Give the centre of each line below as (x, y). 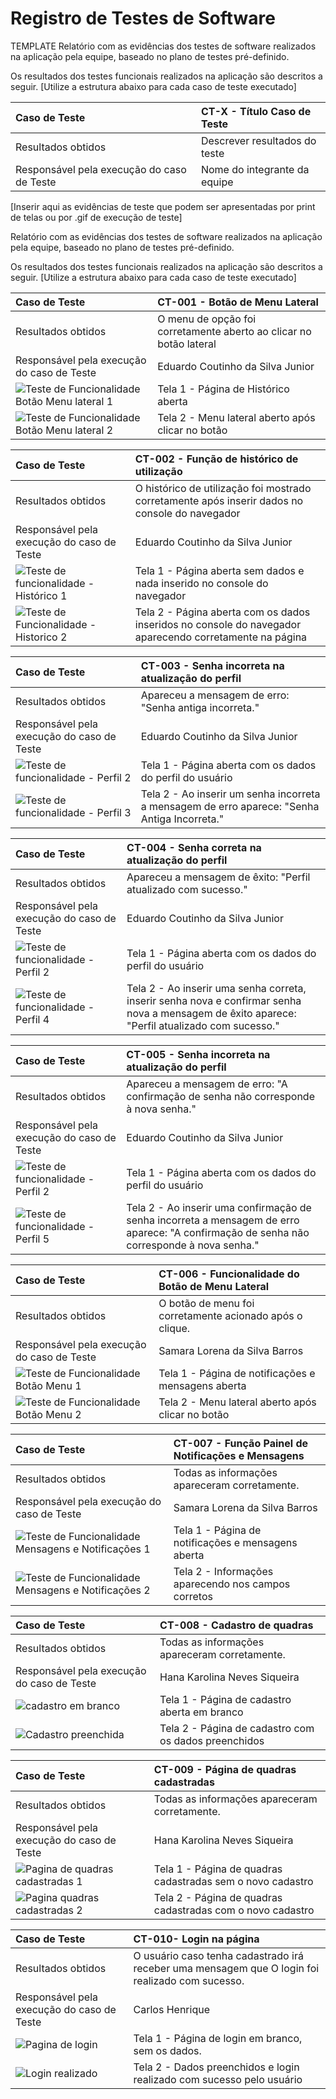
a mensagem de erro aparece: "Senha (230, 806)
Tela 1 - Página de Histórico (223, 389)
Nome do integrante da (255, 169)
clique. (174, 1328)
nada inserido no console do (201, 583)
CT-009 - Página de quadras (225, 1769)
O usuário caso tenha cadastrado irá (218, 1955)
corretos (193, 1596)
